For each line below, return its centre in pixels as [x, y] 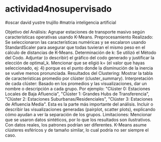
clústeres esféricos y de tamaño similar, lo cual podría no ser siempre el [77, 130]
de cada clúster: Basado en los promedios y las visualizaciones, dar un [76, 83]
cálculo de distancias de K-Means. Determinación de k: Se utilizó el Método [81, 53]
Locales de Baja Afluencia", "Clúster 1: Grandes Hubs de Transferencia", [77, 94]
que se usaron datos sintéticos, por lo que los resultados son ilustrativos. [78, 120]
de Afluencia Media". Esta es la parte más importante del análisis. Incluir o [79, 104]
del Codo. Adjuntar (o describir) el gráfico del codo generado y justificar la [80, 57]
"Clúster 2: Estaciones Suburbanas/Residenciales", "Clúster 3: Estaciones [79, 99]
